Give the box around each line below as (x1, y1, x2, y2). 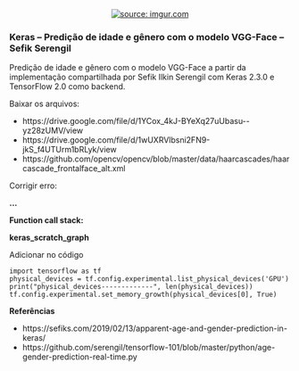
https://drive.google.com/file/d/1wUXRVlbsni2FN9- (21, 135, 211, 145)
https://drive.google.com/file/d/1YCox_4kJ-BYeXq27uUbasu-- (21, 116, 250, 127)
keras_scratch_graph (9, 232, 89, 243)
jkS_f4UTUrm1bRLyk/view (21, 144, 118, 155)
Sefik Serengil (9, 42, 71, 54)
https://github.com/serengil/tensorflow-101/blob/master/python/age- (21, 342, 276, 353)
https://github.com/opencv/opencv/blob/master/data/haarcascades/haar (21, 153, 290, 164)
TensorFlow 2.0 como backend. (9, 81, 126, 92)
